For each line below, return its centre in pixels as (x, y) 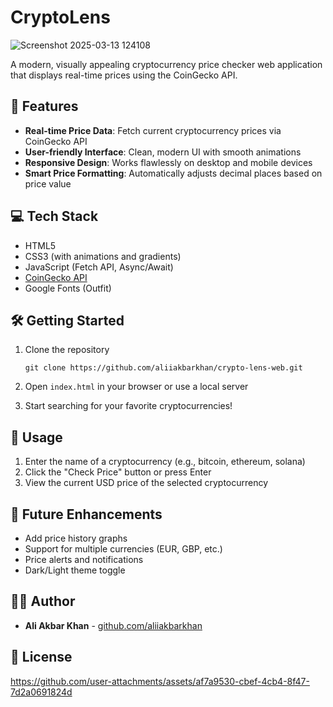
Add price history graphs (76, 538)
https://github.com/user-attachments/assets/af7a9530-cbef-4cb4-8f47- (160, 681)
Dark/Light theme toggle (75, 570)
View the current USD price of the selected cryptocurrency (146, 483)
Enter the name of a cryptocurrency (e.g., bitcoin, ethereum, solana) (165, 462)
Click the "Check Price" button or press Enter (118, 472)
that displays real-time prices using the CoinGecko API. (124, 75)
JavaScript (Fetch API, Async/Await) (99, 267)
